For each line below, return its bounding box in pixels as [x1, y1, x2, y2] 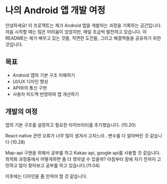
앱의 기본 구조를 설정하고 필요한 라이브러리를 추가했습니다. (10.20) [5, 122, 136, 128]
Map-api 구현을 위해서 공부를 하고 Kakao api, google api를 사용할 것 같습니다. [5, 150, 161, 156]
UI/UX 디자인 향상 [12, 78, 49, 84]
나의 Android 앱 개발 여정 [5, 5, 105, 16]
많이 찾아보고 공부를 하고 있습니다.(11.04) [18, 162, 100, 168]
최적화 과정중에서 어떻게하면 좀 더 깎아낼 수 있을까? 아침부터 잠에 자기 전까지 [5, 156, 156, 162]
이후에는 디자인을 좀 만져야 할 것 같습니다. [5, 173, 88, 179]
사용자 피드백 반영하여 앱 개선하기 [12, 91, 79, 97]
